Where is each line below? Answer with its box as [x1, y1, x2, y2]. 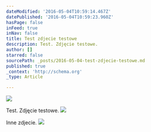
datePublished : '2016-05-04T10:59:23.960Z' [6, 14, 114, 20]
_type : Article [6, 74, 43, 80]
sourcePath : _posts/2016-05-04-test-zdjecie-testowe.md [6, 57, 145, 63]
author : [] [6, 47, 33, 53]
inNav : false [6, 31, 38, 36]
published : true [6, 63, 46, 69]
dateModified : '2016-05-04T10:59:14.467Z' [6, 8, 111, 15]
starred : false [6, 52, 43, 58]
